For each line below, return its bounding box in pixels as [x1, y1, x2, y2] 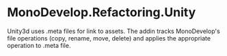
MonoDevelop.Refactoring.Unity [7, 5, 196, 20]
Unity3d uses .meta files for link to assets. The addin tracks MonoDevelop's [7, 27, 220, 35]
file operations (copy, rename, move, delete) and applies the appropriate [7, 34, 211, 42]
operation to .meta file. [7, 41, 71, 49]
